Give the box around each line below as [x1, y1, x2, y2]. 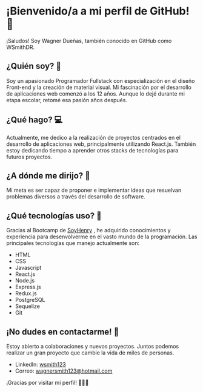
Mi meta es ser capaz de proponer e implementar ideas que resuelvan [6, 186, 182, 194]
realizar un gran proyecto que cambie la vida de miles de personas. [6, 349, 175, 356]
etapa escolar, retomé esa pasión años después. [6, 96, 127, 103]
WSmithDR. [6, 44, 35, 51]
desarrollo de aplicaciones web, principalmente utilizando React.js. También [6, 140, 196, 148]
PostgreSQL [15, 296, 45, 304]
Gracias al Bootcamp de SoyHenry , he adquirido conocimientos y [6, 227, 171, 234]
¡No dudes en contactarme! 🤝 [6, 327, 119, 337]
